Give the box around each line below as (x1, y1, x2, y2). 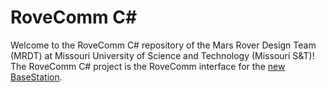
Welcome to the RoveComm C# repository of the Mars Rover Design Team (10, 39, 317, 51)
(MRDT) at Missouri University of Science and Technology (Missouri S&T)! (10, 49, 315, 61)
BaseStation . (10, 71, 63, 83)
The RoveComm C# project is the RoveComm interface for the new (10, 60, 286, 72)
